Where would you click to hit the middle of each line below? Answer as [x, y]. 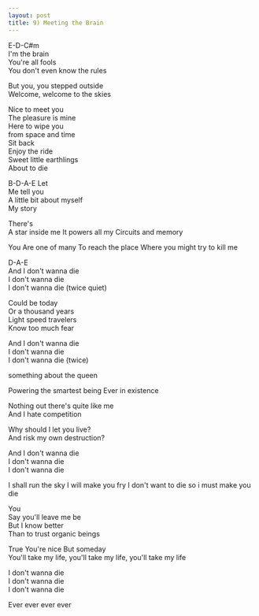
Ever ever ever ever [40, 604]
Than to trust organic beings [54, 533]
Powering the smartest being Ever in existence [83, 390]
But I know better [36, 525]
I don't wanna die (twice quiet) [58, 288]
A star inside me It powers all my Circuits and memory [96, 232]
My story [23, 208]
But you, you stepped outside [56, 85]
